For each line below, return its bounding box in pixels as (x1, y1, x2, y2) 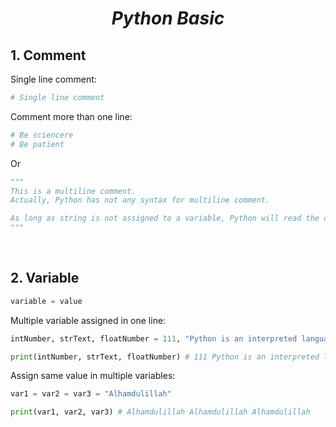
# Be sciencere (10, 130, 74, 140)
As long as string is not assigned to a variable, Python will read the (10, 213, 320, 224)
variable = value (10, 296, 83, 306)
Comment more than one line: (10, 110, 133, 122)
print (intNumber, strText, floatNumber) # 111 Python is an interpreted (10, 352, 320, 362)
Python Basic (111, 7, 225, 30)
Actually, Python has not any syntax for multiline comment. (10, 195, 271, 206)
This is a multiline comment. (10, 186, 137, 196)
